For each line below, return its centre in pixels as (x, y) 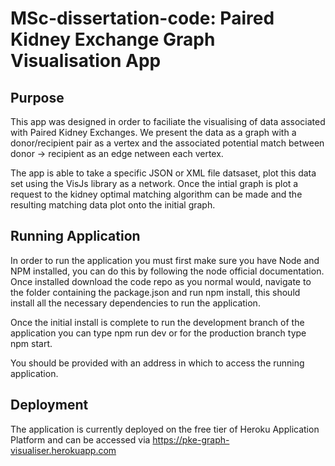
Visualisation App (86, 61)
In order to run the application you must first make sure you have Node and (165, 260)
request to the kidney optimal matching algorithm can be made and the (156, 194)
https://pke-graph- (191, 439)
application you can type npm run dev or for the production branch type (158, 333)
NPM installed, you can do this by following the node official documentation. (167, 271)
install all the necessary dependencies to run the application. (135, 303)
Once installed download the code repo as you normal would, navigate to (161, 281)
